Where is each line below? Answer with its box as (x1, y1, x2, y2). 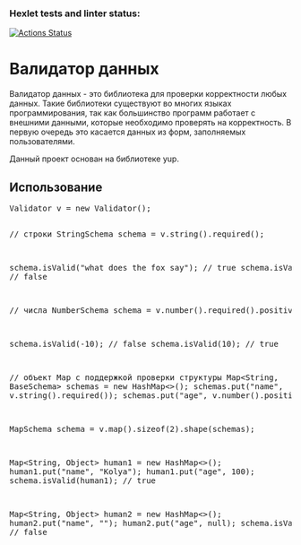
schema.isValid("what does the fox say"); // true (9, 263, 236, 273)
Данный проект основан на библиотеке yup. (9, 153, 179, 164)
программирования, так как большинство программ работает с (9, 108, 256, 118)
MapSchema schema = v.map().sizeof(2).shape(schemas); (9, 424, 255, 435)
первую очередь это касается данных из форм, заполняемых (9, 126, 246, 137)
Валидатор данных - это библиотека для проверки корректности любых (9, 89, 288, 99)
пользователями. (9, 136, 75, 147)
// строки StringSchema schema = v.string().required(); (9, 229, 265, 239)
